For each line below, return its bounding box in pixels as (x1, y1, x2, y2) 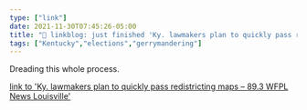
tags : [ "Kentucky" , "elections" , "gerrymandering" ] (9, 38, 203, 48)
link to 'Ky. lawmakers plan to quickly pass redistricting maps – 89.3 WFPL (9, 81, 289, 92)
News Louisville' (9, 91, 71, 102)
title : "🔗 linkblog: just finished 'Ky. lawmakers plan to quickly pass (9, 30, 292, 39)
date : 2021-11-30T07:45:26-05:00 (9, 22, 137, 31)
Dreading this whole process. (9, 64, 121, 75)
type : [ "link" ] (9, 13, 68, 23)
